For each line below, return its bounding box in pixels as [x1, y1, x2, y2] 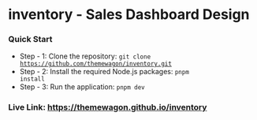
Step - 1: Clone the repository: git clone [19, 51, 151, 61]
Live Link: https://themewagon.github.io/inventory [8, 102, 207, 113]
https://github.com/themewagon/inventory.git [19, 60, 172, 68]
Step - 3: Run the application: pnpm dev [19, 82, 146, 92]
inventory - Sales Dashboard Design [8, 6, 250, 24]
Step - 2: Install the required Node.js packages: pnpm [19, 67, 189, 77]
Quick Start [8, 34, 53, 45]
